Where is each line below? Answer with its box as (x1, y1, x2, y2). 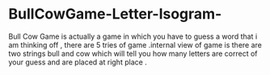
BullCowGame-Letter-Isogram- (8, 5, 222, 23)
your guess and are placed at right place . (8, 57, 147, 67)
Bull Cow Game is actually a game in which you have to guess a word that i (8, 31, 258, 41)
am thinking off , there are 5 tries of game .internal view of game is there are (8, 40, 263, 49)
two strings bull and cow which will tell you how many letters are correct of (8, 48, 258, 58)
